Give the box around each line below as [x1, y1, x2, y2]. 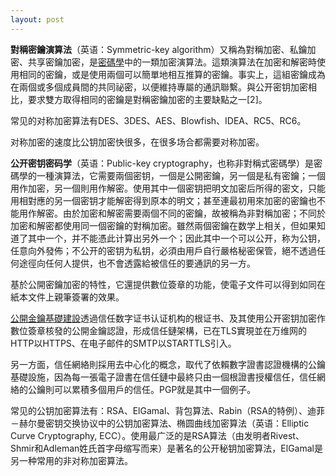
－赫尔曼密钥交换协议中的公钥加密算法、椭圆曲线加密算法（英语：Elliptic [10, 417, 310, 429]
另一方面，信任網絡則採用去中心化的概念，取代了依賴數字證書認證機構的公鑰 [10, 358, 326, 370]
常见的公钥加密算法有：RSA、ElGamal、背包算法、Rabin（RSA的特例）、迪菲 [10, 404, 325, 416]
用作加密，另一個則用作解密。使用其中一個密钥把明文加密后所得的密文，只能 [10, 182, 326, 194]
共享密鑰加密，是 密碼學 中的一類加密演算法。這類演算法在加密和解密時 [27, 56, 317, 68]
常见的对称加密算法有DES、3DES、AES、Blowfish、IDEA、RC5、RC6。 [10, 114, 307, 126]
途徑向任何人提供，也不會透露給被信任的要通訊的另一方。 [18, 257, 256, 269]
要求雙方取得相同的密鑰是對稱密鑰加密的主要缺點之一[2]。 [27, 93, 268, 105]
